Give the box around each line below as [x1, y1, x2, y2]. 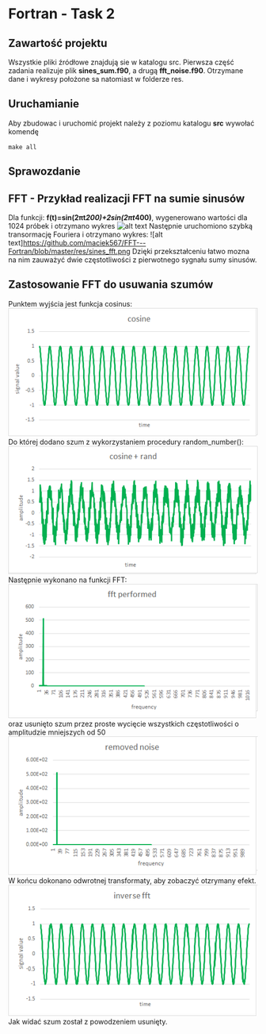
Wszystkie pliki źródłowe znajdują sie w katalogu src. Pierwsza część [8, 57, 235, 67]
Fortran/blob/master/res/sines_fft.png [8, 247, 131, 257]
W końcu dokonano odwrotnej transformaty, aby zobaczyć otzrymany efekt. [8, 875, 256, 885]
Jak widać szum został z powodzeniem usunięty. [8, 1017, 168, 1027]
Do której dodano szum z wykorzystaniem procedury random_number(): [8, 437, 244, 446]
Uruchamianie [8, 97, 79, 111]
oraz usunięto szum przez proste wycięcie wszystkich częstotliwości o [8, 720, 239, 729]
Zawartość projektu [8, 37, 108, 50]
